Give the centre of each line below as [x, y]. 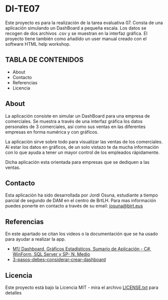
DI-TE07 [23, 9]
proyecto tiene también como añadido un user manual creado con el [76, 39]
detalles [13, 293]
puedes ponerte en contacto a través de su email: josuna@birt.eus [74, 206]
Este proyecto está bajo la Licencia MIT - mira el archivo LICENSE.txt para [82, 287]
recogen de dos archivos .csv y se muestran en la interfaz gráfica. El [76, 33]
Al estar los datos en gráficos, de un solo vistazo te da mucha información [82, 147]
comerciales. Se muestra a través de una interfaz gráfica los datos [74, 121]
